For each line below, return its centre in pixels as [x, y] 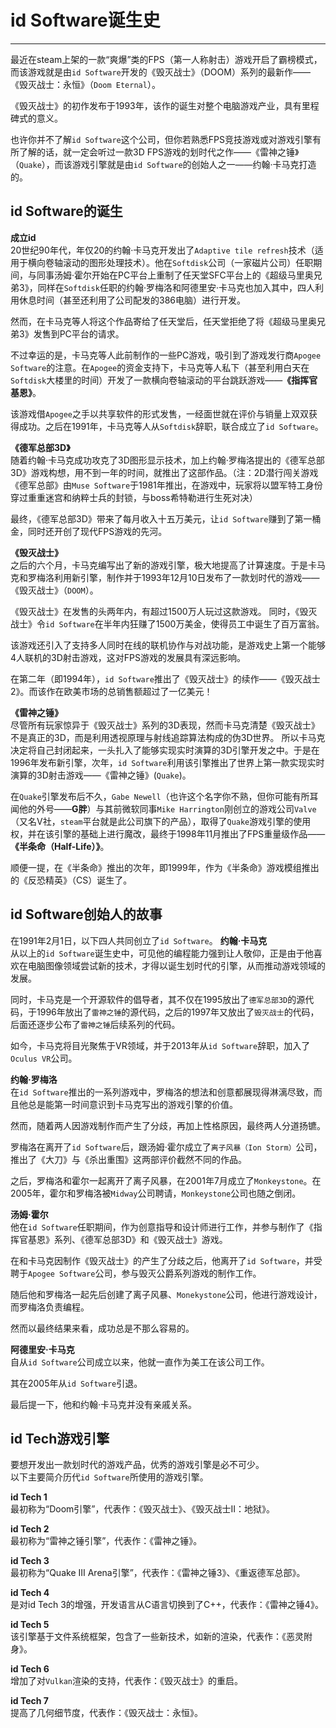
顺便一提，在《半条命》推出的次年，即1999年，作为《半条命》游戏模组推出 [165, 867]
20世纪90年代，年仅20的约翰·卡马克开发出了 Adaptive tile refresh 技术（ [162, 250]
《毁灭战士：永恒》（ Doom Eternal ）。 [85, 84]
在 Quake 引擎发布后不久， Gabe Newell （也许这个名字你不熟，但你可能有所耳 [164, 796]
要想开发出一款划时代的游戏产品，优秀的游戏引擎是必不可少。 [137, 1465]
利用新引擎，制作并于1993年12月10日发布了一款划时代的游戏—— [186, 577]
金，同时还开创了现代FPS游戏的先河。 [89, 531]
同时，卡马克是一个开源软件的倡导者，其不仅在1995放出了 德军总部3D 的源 [158, 999]
